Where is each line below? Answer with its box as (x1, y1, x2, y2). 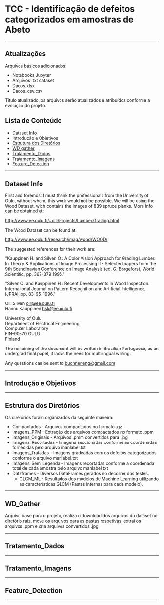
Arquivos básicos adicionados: (5, 63, 67, 69)
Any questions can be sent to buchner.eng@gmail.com (5, 360, 116, 366)
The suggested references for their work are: (5, 246, 96, 252)
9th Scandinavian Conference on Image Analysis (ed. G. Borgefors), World (5, 266, 155, 272)
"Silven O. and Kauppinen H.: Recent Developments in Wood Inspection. (5, 280, 150, 287)
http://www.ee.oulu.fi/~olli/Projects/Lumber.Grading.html (5, 218, 120, 224)
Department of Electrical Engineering (5, 321, 80, 326)
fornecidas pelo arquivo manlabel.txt (12, 444, 86, 450)
